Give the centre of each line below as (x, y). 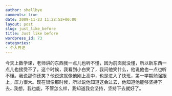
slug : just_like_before (31, 29)
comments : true (21, 15)
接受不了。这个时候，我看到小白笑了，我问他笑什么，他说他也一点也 (90, 69)
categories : (18, 43)
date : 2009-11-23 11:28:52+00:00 (41, 19)
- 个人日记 (15, 48)
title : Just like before (32, 34)
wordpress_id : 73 (24, 39)
